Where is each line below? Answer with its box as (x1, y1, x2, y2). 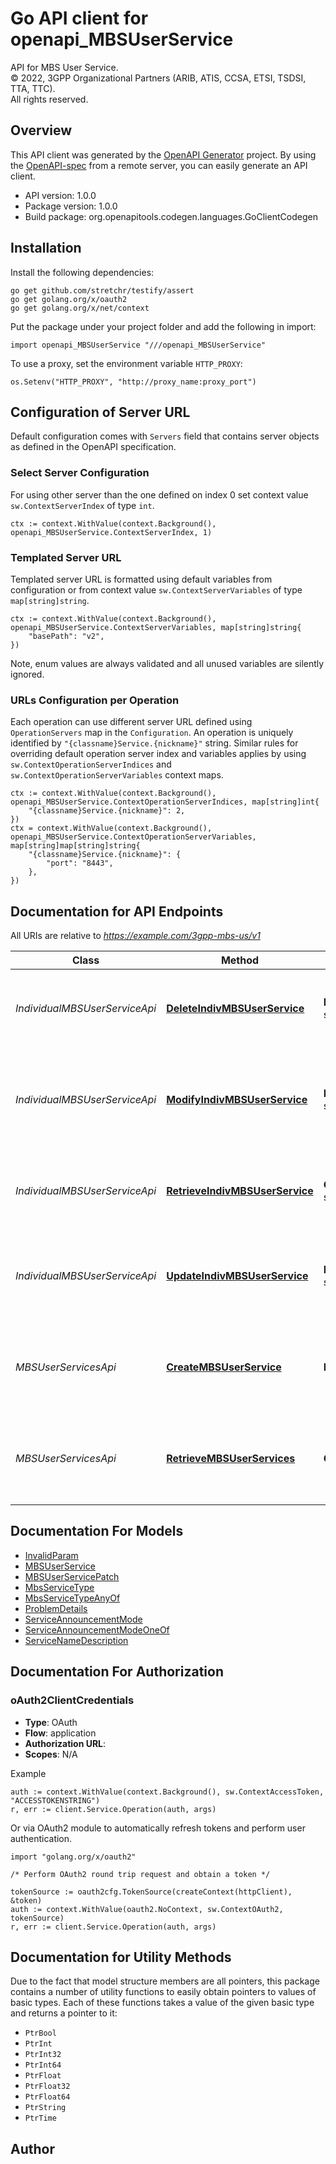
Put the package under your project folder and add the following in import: (10, 320, 317, 332)
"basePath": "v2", (28, 631, 105, 641)
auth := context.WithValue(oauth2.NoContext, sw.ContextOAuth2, (10, 1904, 284, 1914)
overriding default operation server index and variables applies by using (10, 748, 307, 760)
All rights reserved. (10, 93, 89, 105)
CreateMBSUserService (166, 1360, 282, 1374)
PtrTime (24, 2113, 57, 2124)
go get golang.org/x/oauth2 (10, 294, 128, 304)
